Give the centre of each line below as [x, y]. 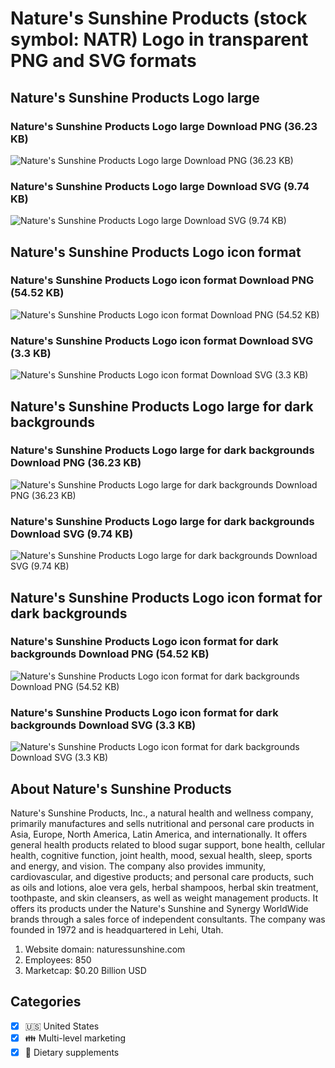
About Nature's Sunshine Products [121, 788]
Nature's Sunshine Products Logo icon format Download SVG [162, 340]
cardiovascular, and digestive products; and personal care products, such [162, 876]
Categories [46, 1002]
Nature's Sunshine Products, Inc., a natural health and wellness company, [162, 813]
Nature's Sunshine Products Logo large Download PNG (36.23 [164, 126]
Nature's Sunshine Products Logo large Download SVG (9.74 [160, 186]
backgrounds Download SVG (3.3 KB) [103, 725]
